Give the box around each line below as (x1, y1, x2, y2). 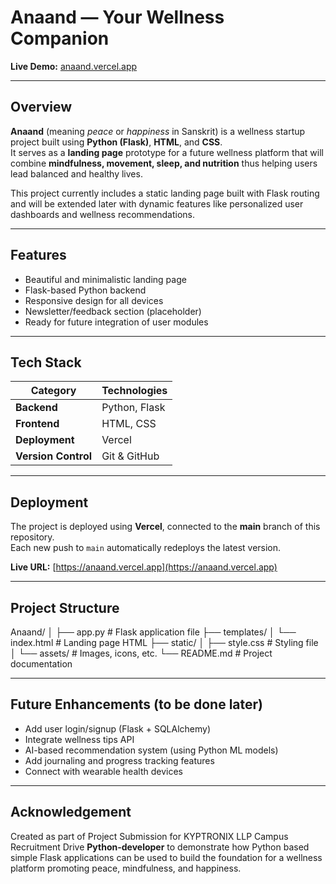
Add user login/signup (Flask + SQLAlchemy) (24, 722, 212, 735)
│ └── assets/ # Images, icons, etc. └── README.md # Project (10, 647, 273, 659)
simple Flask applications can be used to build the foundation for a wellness (10, 851, 323, 863)
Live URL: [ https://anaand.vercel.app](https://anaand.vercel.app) (10, 561, 278, 573)
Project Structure (10, 599, 120, 616)
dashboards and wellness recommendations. (10, 208, 195, 220)
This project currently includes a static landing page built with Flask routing (10, 187, 320, 199)
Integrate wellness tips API (24, 733, 135, 745)
